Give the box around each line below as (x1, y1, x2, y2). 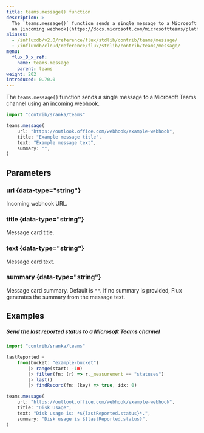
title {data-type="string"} (6, 215, 84, 223)
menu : (6, 49, 20, 55)
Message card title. (6, 229, 55, 236)
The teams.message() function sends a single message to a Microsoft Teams (6, 94, 197, 101)
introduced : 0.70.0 (6, 77, 56, 83)
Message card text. (6, 258, 55, 265)
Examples (6, 311, 44, 321)
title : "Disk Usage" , (17, 405, 72, 411)
